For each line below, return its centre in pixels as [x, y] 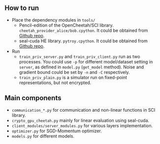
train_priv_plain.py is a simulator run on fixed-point [73, 77]
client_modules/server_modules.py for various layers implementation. [82, 125]
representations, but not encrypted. [55, 83]
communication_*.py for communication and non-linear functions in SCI [83, 110]
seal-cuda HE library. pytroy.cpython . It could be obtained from [83, 41]
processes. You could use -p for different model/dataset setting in [86, 61]
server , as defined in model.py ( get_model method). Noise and [81, 67]
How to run [22, 8]
